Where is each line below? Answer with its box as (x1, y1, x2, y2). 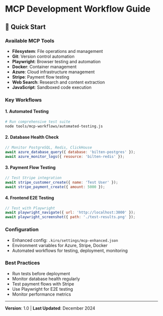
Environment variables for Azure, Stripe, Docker (12, 242, 108, 248)
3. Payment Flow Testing (5, 165, 56, 170)
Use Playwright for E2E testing (12, 286, 73, 292)
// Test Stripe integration (5, 175, 62, 180)
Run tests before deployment (12, 270, 70, 276)
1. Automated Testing (5, 108, 49, 115)
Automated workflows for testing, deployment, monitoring (12, 248, 128, 253)
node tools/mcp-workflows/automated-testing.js (5, 124, 103, 129)
